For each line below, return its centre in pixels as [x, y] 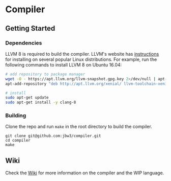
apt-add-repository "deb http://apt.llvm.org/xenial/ [64, 84]
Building [16, 116]
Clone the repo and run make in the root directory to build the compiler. [79, 127]
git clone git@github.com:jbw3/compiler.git [53, 136]
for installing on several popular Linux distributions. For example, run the [81, 59]
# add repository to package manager [45, 74]
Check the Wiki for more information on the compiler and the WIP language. [85, 173]
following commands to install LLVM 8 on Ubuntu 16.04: [64, 64]
